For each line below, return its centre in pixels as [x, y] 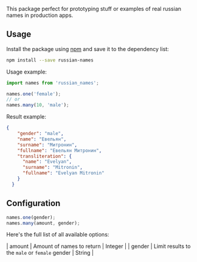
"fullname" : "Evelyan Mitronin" [63, 173]
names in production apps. [40, 15]
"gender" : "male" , [40, 134]
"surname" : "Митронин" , [47, 145]
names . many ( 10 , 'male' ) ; [38, 105]
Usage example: [27, 72]
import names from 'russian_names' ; [53, 83]
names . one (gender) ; [31, 217]
